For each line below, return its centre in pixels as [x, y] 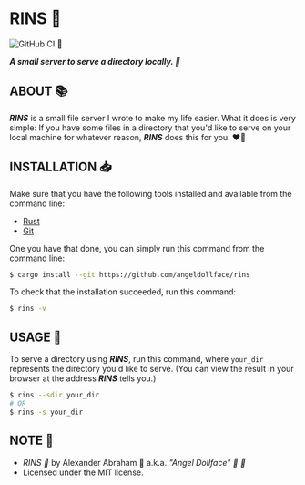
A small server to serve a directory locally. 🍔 [95, 61]
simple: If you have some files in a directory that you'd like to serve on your [150, 128]
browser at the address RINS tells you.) [83, 378]
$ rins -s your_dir [46, 412]
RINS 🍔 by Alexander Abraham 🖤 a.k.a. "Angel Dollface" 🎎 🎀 [134, 462]
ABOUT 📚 [39, 92]
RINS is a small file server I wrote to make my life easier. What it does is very [152, 118]
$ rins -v [28, 309]
